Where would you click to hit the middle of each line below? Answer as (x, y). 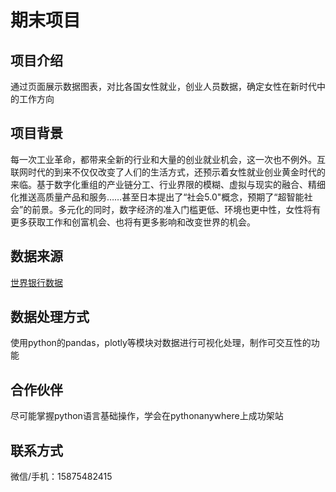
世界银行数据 (36, 282)
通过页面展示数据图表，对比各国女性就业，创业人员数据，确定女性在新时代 (163, 86)
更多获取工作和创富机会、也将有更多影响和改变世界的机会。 (133, 222)
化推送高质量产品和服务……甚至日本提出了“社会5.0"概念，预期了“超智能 (157, 197)
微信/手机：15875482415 (61, 477)
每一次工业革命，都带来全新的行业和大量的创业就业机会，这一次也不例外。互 (168, 159)
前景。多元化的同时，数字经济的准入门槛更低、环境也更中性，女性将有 (176, 209)
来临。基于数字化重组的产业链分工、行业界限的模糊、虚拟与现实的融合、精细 (168, 184)
